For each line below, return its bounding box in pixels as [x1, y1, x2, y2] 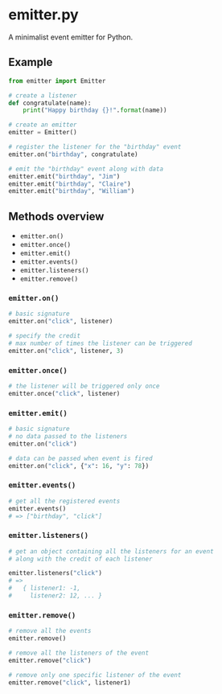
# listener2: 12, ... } [8, 592, 103, 600]
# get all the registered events [8, 497, 121, 505]
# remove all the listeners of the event [8, 649, 150, 657]
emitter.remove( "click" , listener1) [8, 678, 131, 687]
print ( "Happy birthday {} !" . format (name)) [23, 106, 167, 114]
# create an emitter [8, 121, 78, 129]
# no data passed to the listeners [8, 432, 128, 440]
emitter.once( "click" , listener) [8, 389, 121, 397]
